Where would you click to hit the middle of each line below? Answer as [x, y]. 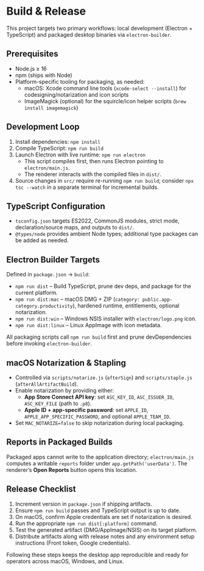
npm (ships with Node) [44, 75]
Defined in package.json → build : [48, 274]
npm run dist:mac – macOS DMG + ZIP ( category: [77, 299]
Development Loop [43, 127]
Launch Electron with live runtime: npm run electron [80, 155]
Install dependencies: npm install [58, 141]
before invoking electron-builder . [49, 344]
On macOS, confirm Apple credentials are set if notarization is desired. [104, 517]
